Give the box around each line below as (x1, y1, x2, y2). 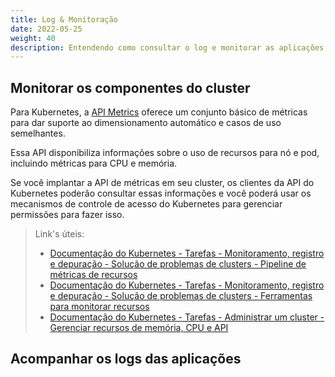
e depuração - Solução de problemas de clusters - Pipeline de (49, 258, 307, 270)
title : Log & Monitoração (10, 14, 118, 25)
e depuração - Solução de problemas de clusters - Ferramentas (49, 290, 313, 302)
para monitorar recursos (49, 301, 150, 313)
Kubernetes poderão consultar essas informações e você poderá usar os (10, 187, 312, 200)
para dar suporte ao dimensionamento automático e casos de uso (10, 117, 282, 129)
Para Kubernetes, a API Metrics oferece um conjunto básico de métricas (10, 106, 308, 118)
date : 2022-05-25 (10, 24, 83, 34)
